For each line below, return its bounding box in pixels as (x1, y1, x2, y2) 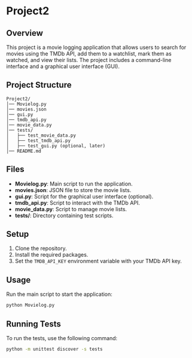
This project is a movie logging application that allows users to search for (6, 44, 187, 51)
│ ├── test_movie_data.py (6, 132, 77, 138)
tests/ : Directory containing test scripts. (14, 212, 114, 219)
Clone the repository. (14, 245, 67, 252)
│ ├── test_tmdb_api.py (6, 137, 71, 144)
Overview (6, 28, 44, 38)
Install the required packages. (14, 251, 89, 258)
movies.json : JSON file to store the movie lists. (14, 186, 132, 193)
